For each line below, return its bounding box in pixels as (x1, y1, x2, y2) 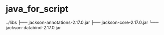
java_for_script (5, 3, 69, 15)
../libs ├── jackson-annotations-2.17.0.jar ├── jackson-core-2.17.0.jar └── (5, 19, 159, 25)
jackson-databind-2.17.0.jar (5, 24, 61, 30)
